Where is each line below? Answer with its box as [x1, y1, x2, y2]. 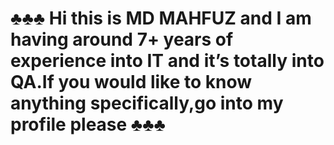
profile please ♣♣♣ [10, 113, 166, 136]
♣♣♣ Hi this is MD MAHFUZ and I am [10, 7, 312, 30]
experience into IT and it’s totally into [10, 50, 325, 72]
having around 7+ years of [10, 28, 234, 51]
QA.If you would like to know [10, 71, 253, 94]
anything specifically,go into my [10, 92, 284, 115]
